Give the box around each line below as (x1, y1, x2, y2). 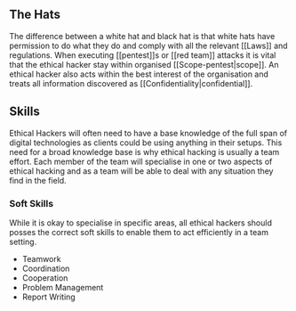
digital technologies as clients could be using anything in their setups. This (9, 137, 283, 148)
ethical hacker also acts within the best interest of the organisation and (9, 69, 269, 79)
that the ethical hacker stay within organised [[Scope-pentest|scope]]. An (9, 59, 279, 70)
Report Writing (21, 291, 76, 302)
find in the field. (9, 175, 67, 185)
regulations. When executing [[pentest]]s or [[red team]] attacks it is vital (9, 49, 276, 61)
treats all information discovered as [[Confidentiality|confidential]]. (9, 78, 253, 88)
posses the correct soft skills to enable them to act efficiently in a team (9, 226, 269, 237)
